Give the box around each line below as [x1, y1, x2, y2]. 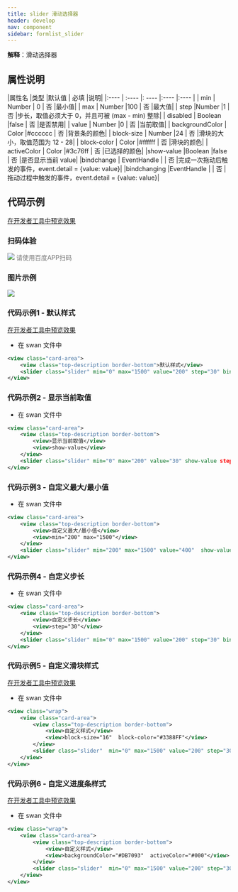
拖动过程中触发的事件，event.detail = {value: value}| [7, 173, 160, 182]
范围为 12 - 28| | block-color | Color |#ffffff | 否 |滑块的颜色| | [31, 138, 208, 146]
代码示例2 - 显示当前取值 [7, 393, 92, 403]
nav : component [7, 23, 52, 31]
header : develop [7, 17, 55, 24]
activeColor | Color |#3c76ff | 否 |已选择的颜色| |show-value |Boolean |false [7, 147, 228, 156]
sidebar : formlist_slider [7, 30, 84, 38]
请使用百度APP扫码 [16, 254, 72, 262]
